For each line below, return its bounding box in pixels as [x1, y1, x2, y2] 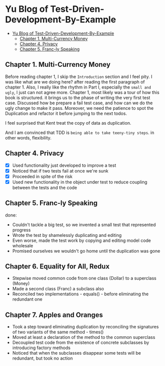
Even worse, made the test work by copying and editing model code [12, 237, 151, 243]
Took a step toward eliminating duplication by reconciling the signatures [12, 324, 159, 330]
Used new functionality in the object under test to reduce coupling [12, 179, 147, 185]
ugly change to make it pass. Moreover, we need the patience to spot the [5, 105, 154, 111]
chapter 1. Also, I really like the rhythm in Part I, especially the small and [5, 84, 152, 90]
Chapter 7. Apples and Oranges [5, 311, 103, 319]
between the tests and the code [12, 184, 78, 190]
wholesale [12, 242, 34, 248]
